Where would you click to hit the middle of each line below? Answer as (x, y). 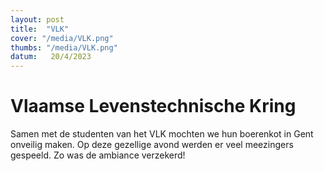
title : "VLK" (40, 29)
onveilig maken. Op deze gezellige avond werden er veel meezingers (152, 145)
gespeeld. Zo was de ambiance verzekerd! (98, 155)
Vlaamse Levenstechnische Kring (153, 106)
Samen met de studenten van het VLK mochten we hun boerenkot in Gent (162, 134)
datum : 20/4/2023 (51, 57)
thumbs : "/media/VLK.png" (64, 47)
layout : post (37, 19)
